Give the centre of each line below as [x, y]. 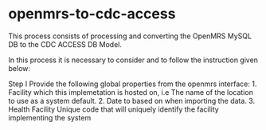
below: [19, 68]
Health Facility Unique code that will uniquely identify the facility [113, 109]
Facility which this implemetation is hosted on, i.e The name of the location [131, 92]
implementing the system [50, 117]
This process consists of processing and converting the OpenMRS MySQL [130, 36]
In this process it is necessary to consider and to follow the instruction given [133, 60]
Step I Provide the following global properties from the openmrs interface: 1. [133, 84]
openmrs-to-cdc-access [92, 14]
